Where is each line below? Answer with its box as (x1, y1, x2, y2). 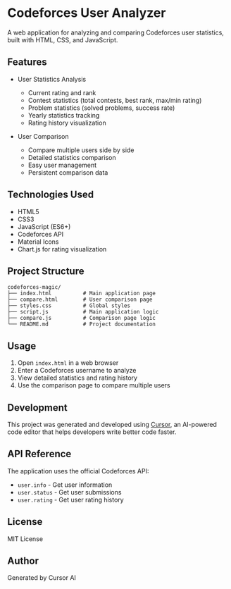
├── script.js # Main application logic (7, 309, 159, 316)
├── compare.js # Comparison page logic (7, 315, 156, 322)
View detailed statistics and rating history (17, 373, 138, 382)
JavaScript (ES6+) (17, 222, 71, 230)
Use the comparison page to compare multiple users (17, 381, 170, 390)
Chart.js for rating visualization (17, 244, 107, 253)
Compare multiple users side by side (27, 146, 135, 154)
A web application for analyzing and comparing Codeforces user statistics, (7, 28, 224, 37)
